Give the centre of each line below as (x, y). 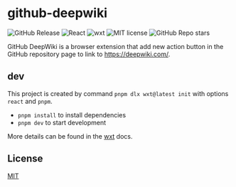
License (25, 159)
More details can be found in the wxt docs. (70, 136)
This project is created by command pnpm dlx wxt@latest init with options (118, 93)
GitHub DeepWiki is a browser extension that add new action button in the (116, 46)
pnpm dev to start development (62, 122)
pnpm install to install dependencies (72, 114)
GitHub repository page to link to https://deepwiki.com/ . (89, 54)
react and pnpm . (30, 101)
